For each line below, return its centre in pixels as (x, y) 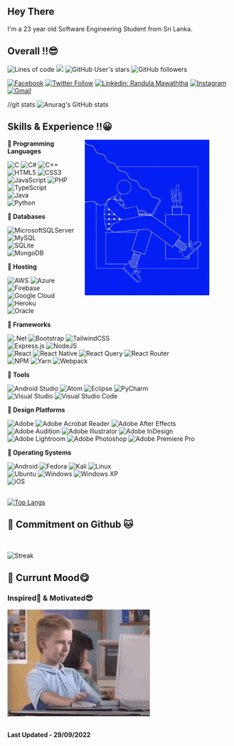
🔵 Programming (31, 144)
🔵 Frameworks (29, 325)
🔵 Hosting (22, 267)
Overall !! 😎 (33, 52)
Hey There (31, 12)
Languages (24, 151)
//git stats (21, 104)
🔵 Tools (18, 375)
